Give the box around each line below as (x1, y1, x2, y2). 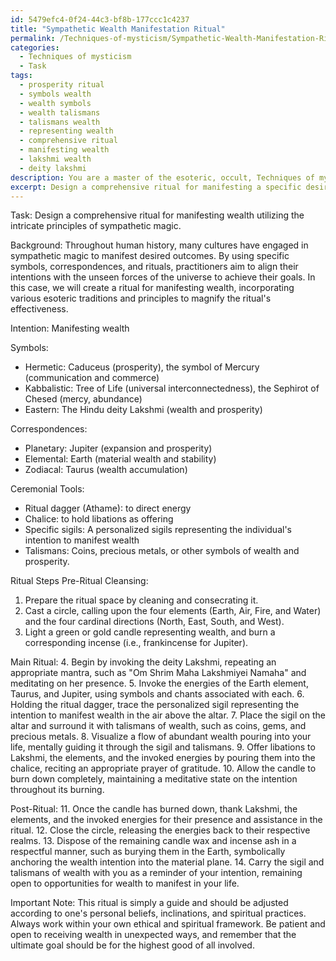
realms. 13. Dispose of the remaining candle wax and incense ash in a (10, 835, 297, 847)
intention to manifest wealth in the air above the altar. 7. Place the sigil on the (10, 709, 326, 721)
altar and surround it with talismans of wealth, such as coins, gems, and (10, 720, 307, 732)
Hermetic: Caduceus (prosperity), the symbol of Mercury (24, 361, 260, 373)
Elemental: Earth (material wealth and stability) (24, 453, 217, 465)
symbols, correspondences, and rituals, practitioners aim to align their (10, 261, 299, 273)
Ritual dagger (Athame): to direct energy (24, 502, 192, 515)
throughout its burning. (10, 784, 105, 796)
